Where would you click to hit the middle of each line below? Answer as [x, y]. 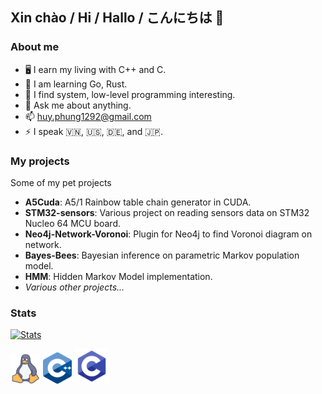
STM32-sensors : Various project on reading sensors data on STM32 [167, 212]
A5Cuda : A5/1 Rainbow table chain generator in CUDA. [138, 202]
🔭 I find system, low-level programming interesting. [130, 94]
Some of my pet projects [61, 182]
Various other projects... [74, 287]
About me [35, 47]
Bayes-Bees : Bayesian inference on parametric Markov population [162, 255]
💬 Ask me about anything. [78, 105]
